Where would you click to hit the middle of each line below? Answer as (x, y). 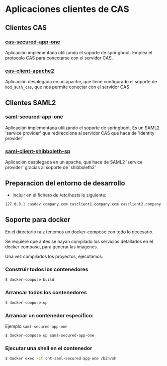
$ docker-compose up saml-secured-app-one (50, 336)
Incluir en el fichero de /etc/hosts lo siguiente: (59, 195)
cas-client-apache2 (30, 71)
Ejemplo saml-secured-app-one (36, 326)
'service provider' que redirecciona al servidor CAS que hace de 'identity (80, 133)
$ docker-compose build (30, 279)
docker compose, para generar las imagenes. (52, 247)
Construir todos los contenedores (47, 269)
